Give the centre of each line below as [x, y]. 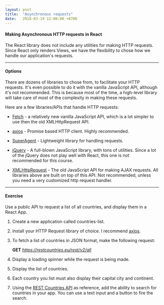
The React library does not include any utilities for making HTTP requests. [79, 45]
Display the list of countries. [40, 268]
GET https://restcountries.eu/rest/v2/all [52, 250]
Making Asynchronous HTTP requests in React [54, 34]
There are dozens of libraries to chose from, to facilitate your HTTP [72, 82]
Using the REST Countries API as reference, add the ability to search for [84, 287]
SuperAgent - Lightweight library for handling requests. [68, 141]
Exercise [14, 196]
